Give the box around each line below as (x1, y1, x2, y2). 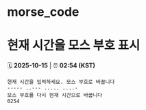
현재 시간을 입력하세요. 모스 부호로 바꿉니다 (7, 78, 115, 86)
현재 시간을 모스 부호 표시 (7, 38, 141, 54)
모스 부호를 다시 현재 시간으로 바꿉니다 (7, 92, 103, 99)
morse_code (7, 4, 80, 20)
